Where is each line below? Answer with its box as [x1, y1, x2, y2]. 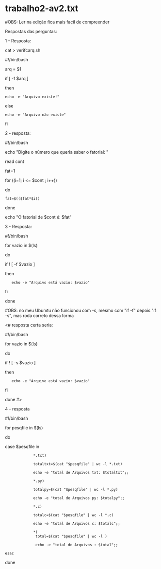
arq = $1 [5, 66, 22, 72]
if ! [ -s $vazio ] [5, 359, 36, 365]
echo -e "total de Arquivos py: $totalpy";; [33, 496, 125, 500]
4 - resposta [5, 406, 30, 411]
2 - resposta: [5, 130, 31, 136]
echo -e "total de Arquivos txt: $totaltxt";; [33, 470, 129, 475]
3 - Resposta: [5, 223, 32, 229]
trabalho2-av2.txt [5, 3, 79, 14]
